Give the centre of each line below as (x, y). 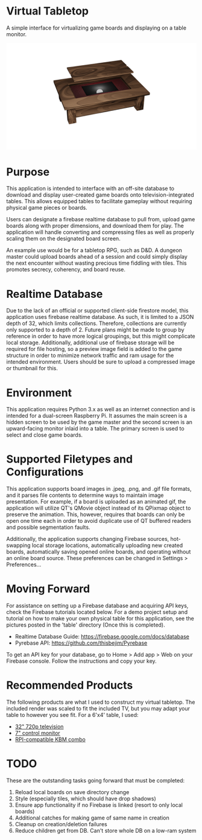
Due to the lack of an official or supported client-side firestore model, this (97, 311)
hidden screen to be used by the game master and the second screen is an (99, 422)
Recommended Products (70, 685)
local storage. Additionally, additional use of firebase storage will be (90, 343)
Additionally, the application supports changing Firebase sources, (88, 539)
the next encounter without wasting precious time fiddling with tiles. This (96, 263)
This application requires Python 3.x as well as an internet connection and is (101, 409)
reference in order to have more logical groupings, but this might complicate (101, 336)
